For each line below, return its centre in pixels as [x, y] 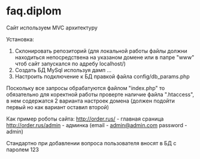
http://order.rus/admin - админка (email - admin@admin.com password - [97, 125]
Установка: [20, 39]
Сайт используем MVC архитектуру [52, 28]
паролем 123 [22, 149]
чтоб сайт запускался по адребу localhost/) [70, 64]
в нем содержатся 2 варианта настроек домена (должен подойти [91, 101]
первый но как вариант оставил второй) [58, 107]
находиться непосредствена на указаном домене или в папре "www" [104, 57]
